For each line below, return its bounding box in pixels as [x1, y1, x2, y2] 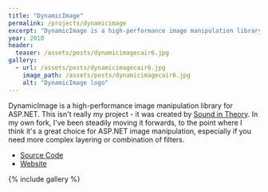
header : [8, 42, 34, 50]
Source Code [19, 150, 64, 160]
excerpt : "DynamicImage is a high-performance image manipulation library [8, 26, 262, 34]
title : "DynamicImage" [8, 11, 84, 20]
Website [19, 158, 48, 168]
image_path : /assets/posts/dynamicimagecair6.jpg [22, 71, 191, 79]
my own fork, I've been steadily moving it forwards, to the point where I [8, 118, 242, 127]
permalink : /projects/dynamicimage [8, 19, 127, 27]
